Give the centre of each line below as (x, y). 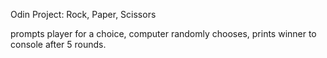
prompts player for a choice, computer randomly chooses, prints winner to (163, 33)
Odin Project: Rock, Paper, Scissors (83, 14)
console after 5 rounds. (58, 44)
